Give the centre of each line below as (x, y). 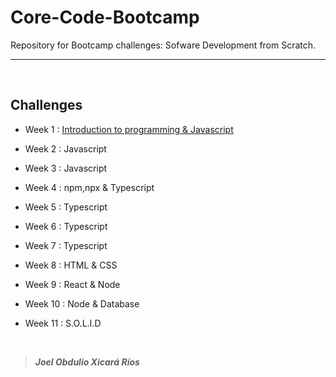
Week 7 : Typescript (66, 245)
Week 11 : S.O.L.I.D (63, 323)
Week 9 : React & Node (72, 284)
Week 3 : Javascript (66, 168)
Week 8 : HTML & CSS (71, 265)
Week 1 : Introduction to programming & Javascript (129, 129)
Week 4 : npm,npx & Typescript (89, 187)
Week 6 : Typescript (66, 226)
